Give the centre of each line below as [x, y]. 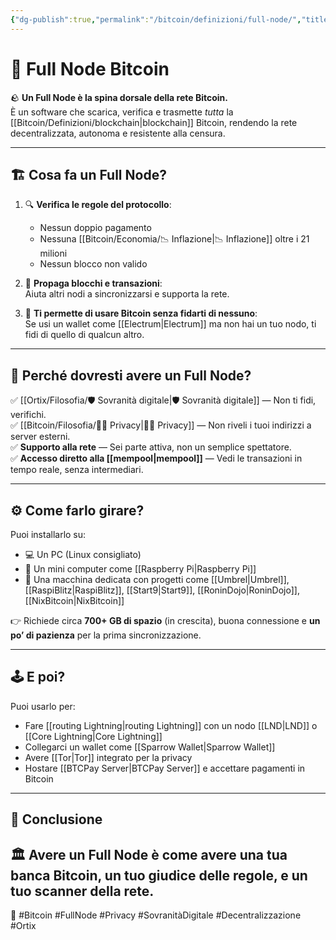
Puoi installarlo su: [48, 534]
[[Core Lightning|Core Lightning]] [93, 736]
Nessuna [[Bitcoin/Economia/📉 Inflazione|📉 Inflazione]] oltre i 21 [174, 239]
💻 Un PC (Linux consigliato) [83, 554]
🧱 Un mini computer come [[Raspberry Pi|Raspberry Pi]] [140, 569]
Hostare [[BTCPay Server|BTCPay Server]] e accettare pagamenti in [165, 768]
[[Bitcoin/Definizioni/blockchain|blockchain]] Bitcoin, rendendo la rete [154, 122]
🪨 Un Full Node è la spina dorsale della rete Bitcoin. [119, 97]
